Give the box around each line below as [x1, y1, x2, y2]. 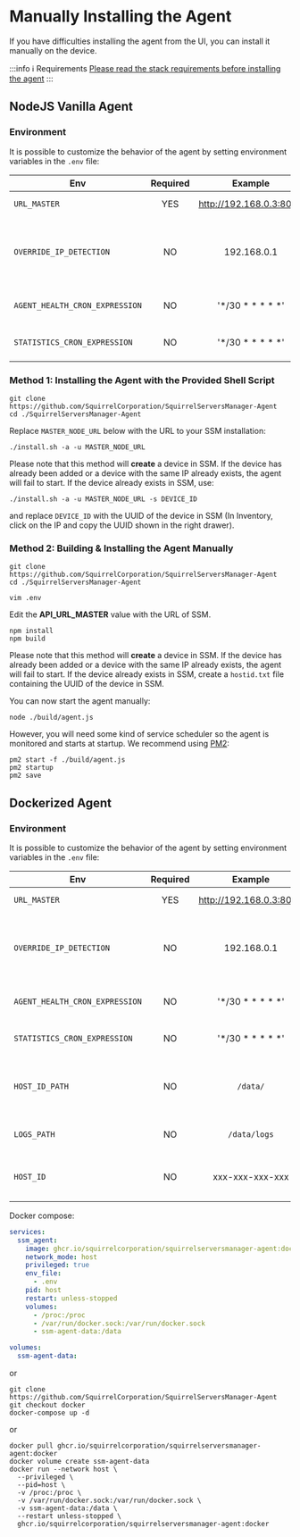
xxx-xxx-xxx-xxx [212, 1170, 289, 1182]
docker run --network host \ [9, 1465, 118, 1474]
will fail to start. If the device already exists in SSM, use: [9, 477, 214, 488]
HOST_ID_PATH [13, 1081, 70, 1091]
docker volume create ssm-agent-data [9, 1458, 150, 1466]
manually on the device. [9, 45, 97, 55]
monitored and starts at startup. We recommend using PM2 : [9, 739, 230, 749]
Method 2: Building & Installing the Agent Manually [9, 542, 234, 555]
